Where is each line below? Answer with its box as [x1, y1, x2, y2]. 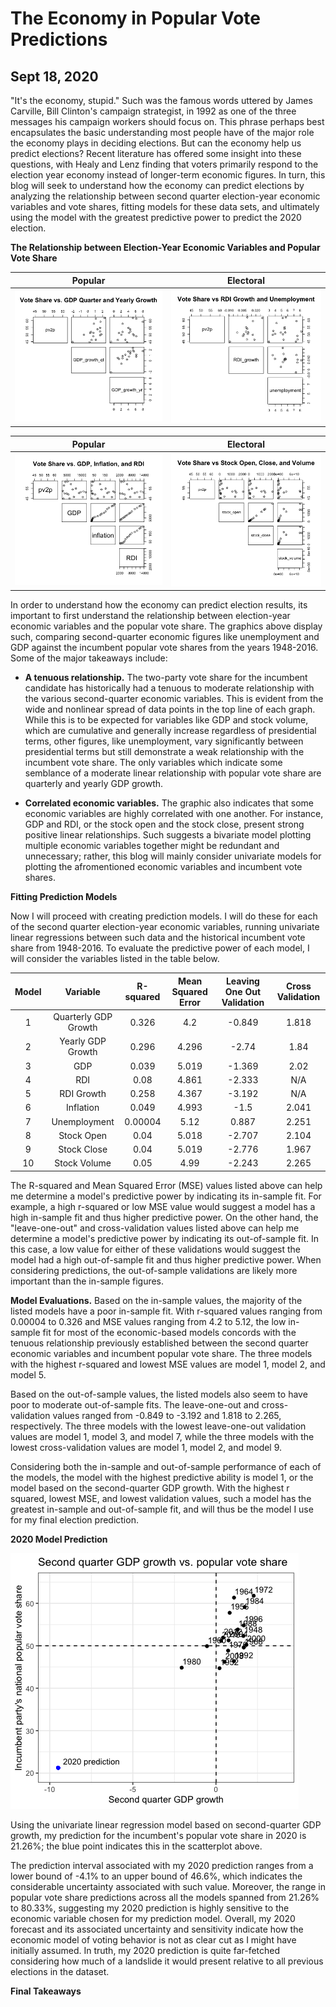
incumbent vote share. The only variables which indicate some [24, 757, 283, 769]
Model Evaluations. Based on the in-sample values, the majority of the [10, 1294, 303, 1306]
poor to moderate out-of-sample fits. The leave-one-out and [10, 1398, 260, 1411]
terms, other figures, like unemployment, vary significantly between [24, 735, 304, 747]
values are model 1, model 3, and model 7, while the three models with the [10, 1430, 315, 1442]
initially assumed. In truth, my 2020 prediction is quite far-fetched [10, 1944, 281, 1956]
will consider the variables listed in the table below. [10, 953, 220, 965]
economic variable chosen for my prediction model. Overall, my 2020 [10, 1912, 296, 1924]
